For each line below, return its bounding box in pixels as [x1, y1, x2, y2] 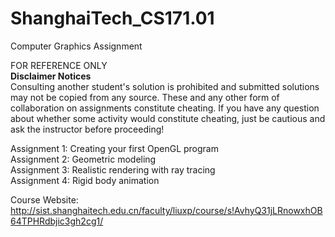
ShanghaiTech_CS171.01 [10, 7, 215, 30]
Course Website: [10, 193, 79, 206]
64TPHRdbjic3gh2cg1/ [10, 215, 104, 227]
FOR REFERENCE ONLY [10, 59, 108, 71]
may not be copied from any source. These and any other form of [10, 91, 280, 103]
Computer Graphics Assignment [10, 40, 143, 52]
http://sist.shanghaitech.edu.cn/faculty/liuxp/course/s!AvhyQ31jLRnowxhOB [10, 204, 323, 216]
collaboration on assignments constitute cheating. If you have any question [10, 102, 320, 114]
